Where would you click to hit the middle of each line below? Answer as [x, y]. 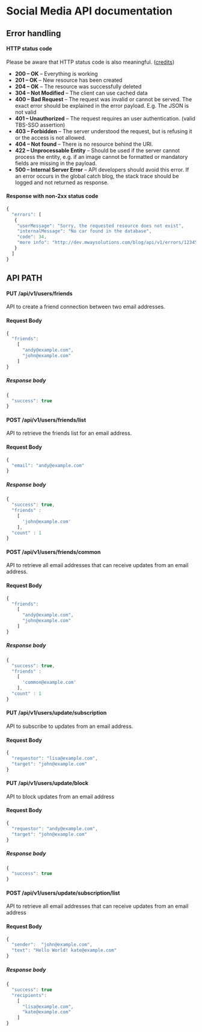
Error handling [34, 33]
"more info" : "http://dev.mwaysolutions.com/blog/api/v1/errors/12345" [109, 243]
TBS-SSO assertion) [40, 125]
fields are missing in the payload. [56, 163]
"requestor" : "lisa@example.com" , [55, 759]
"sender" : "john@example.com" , [52, 945]
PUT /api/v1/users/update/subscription [57, 713]
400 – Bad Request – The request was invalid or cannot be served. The [103, 99]
